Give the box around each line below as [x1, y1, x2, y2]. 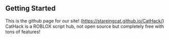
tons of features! [5, 28, 41, 35]
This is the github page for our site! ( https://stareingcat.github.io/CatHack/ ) [5, 17, 164, 24]
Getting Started [5, 4, 56, 13]
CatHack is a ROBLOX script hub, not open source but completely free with [5, 23, 164, 29]
